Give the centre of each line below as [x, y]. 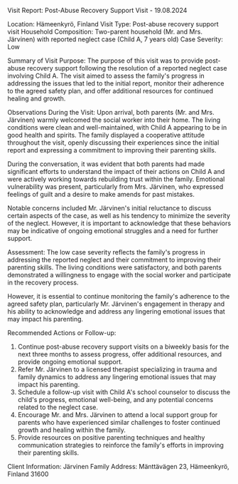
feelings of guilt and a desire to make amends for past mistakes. [101, 194]
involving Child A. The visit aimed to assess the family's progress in [106, 76]
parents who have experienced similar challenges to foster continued [119, 422]
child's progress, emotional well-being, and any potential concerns [115, 400]
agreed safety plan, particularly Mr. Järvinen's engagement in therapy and [116, 304]
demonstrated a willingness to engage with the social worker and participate [119, 275]
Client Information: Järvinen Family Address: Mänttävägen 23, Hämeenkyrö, [118, 467]
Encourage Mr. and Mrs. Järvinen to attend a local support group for [118, 415]
